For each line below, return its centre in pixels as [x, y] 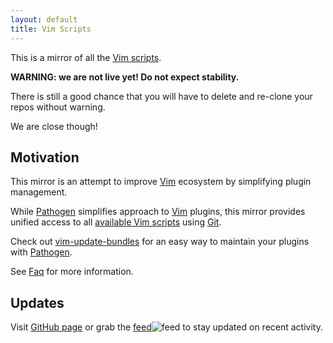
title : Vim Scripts [51, 29]
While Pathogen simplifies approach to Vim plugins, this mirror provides [158, 212]
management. [39, 192]
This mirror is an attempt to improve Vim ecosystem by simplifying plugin [161, 182]
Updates [37, 302]
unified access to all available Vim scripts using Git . [116, 222]
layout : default [44, 19]
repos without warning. [58, 107]
